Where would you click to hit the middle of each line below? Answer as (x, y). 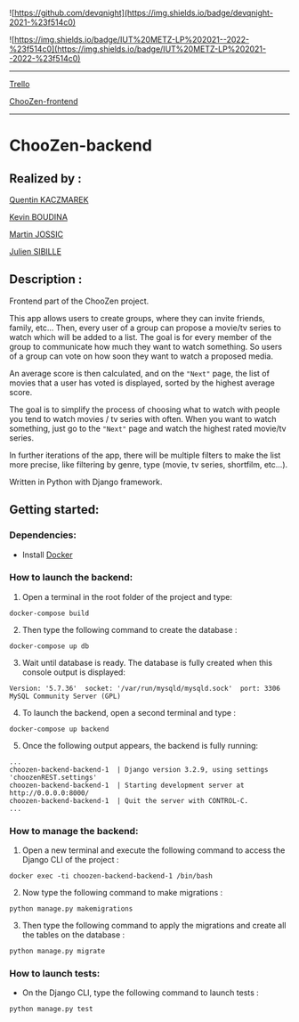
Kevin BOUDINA (39, 217)
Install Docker (47, 555)
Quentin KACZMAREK (49, 200)
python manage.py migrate (57, 952)
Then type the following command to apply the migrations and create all (154, 926)
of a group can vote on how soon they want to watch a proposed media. (141, 356)
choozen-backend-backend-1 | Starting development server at (127, 785)
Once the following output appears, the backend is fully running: (140, 745)
